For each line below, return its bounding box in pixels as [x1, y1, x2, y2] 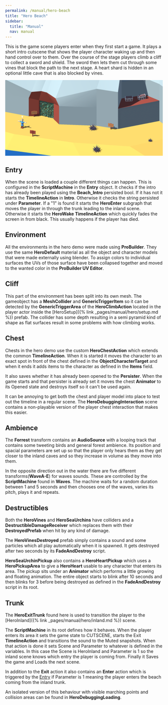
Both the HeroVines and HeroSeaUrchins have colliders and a [5, 517, 134, 523]
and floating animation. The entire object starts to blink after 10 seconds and [5, 573, 162, 580]
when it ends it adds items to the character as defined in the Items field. [5, 363, 153, 369]
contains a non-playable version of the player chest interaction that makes [5, 404, 158, 410]
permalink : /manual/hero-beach [5, 8, 70, 13]
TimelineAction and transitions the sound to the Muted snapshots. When [5, 637, 156, 643]
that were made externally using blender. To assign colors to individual [5, 254, 151, 260]
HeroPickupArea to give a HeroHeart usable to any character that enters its [5, 563, 161, 569]
